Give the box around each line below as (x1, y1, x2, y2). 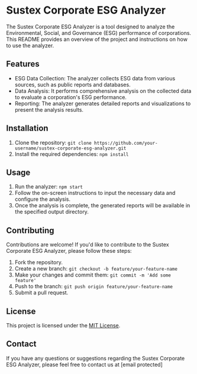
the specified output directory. (14, 208, 89, 216)
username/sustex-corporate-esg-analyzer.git (14, 145, 127, 151)
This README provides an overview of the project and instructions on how (6, 35, 188, 43)
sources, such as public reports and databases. (14, 81, 131, 88)
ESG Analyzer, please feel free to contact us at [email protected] (6, 361, 163, 368)
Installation (6, 123, 49, 134)
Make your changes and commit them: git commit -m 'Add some (14, 271, 172, 278)
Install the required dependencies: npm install (14, 150, 129, 157)
